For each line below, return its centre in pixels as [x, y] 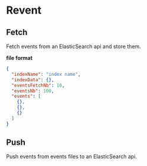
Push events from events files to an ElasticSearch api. [72, 157]
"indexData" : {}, [33, 80]
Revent [24, 10]
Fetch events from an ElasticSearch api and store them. [73, 46]
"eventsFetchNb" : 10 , [38, 85]
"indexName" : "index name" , [46, 74]
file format [19, 58]
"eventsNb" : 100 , [33, 91]
